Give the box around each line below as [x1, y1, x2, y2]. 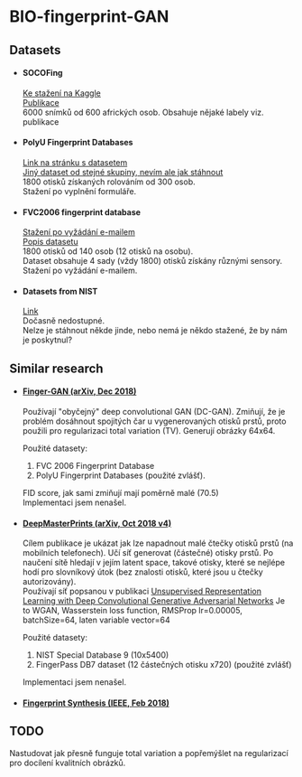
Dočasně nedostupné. [22, 315, 105, 326]
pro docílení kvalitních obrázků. [9, 757, 126, 768]
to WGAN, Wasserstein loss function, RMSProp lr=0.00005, [22, 605, 243, 616]
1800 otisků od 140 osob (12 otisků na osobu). [22, 246, 194, 257]
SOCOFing [22, 68, 63, 79]
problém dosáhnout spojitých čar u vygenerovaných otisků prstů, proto [22, 416, 287, 426]
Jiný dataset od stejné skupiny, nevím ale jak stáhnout [22, 166, 224, 177]
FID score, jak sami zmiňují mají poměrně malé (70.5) [22, 487, 219, 498]
